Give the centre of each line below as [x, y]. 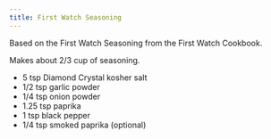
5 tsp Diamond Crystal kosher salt [85, 78]
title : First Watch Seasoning [66, 17]
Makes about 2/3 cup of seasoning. [75, 60]
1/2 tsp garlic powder [61, 86]
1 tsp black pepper [56, 115]
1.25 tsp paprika [52, 106]
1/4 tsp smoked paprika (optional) [84, 125]
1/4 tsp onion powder [61, 96]
